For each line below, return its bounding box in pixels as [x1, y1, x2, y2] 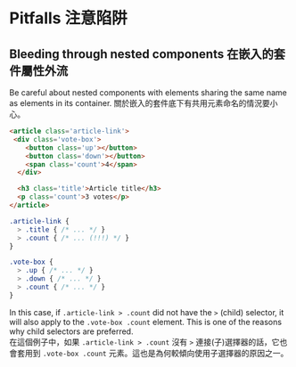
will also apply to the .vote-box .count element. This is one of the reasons [9, 316, 283, 327]
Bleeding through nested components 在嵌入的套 [9, 46, 285, 61]
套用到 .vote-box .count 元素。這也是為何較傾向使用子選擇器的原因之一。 [16, 347, 289, 358]
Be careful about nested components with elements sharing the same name [9, 87, 287, 98]
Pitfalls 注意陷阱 [9, 8, 127, 29]
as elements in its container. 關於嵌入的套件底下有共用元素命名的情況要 [9, 98, 270, 108]
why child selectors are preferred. [9, 326, 134, 337]
